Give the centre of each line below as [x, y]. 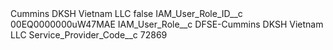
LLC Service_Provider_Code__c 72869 [89, 35]
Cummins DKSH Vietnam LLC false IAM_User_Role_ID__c [126, 13]
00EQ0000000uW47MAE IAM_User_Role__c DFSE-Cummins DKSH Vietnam [167, 24]
